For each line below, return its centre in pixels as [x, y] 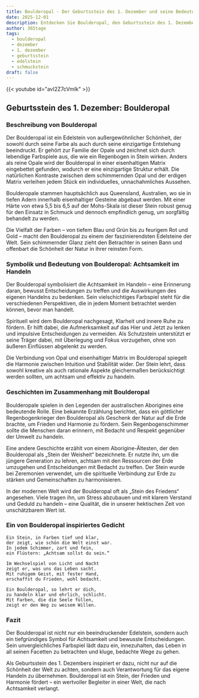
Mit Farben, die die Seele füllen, [50, 600]
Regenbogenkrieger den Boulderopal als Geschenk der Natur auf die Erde [96, 417]
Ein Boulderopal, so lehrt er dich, [51, 589]
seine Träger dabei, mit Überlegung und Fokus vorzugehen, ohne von [91, 340]
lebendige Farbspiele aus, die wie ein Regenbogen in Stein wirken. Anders [97, 156]
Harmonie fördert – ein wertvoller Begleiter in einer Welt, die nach [86, 682]
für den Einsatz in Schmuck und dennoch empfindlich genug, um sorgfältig [98, 212]
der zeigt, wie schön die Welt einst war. [59, 543]
